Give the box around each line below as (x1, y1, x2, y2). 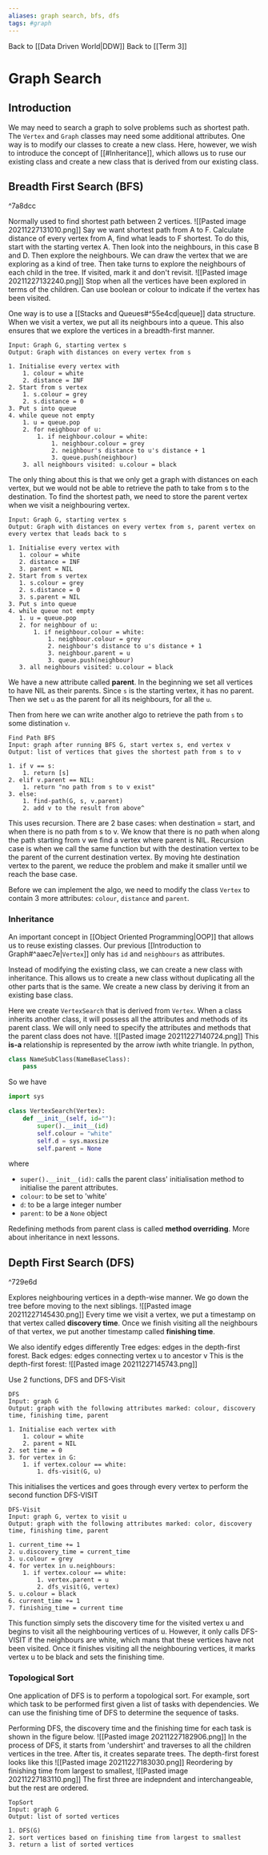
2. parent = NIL (22, 1439, 78, 1448)
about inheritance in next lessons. (8, 1232, 120, 1242)
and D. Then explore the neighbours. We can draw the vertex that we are (8, 250, 248, 261)
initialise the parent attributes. (19, 1183, 118, 1192)
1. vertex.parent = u (37, 1576, 110, 1585)
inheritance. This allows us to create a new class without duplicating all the (8, 972, 255, 983)
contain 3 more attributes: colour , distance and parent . (8, 894, 190, 903)
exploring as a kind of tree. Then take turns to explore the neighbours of (8, 259, 246, 269)
